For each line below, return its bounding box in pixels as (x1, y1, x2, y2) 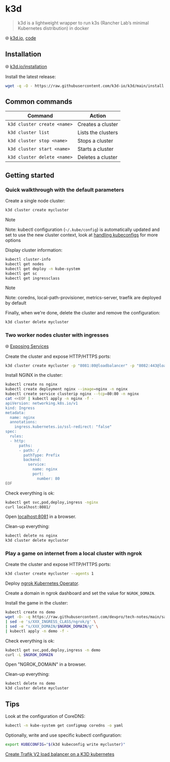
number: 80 (37, 476, 60, 481)
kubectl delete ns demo (5, 681, 56, 686)
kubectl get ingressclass (5, 275, 60, 281)
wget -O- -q (5, 615, 30, 620)
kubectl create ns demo (5, 610, 56, 615)
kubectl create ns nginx (5, 382, 58, 387)
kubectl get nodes (5, 261, 44, 266)
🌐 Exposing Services (5, 343, 49, 349)
